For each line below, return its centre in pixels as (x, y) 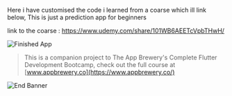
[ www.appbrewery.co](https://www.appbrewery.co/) (99, 72)
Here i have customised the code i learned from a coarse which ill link (107, 10)
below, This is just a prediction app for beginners (77, 17)
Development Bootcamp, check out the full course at (100, 65)
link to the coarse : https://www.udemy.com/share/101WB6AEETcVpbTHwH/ (116, 31)
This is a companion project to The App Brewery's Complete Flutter (121, 57)
